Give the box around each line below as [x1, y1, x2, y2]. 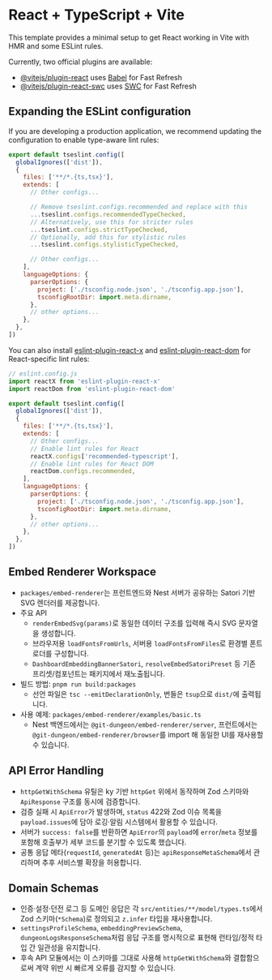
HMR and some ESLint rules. [8, 41, 104, 50]
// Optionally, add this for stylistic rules [29, 233, 186, 241]
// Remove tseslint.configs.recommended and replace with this [29, 203, 249, 211]
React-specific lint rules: [8, 354, 90, 363]
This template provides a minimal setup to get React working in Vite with [8, 32, 249, 42]
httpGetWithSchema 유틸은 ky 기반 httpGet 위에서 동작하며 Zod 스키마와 [19, 786, 249, 796]
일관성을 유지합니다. [37, 943, 101, 952]
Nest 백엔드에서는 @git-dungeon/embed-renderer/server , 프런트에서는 [32, 720, 258, 729]
